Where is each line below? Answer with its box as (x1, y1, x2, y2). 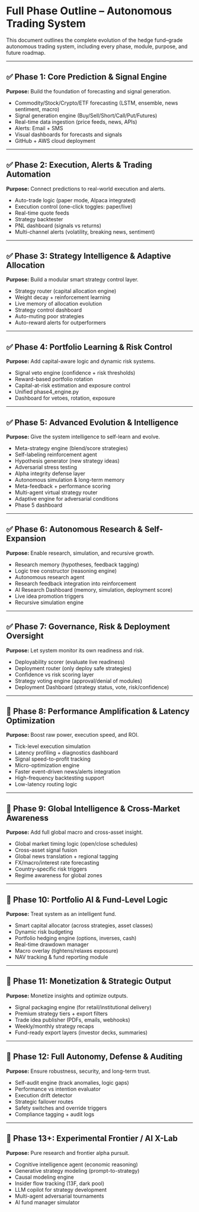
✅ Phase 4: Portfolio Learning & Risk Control (6, 342, 173, 352)
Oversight (6, 631, 44, 641)
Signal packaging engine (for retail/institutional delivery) (14, 1003, 152, 1010)
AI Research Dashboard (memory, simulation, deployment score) (14, 586, 173, 593)
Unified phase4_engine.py (14, 388, 79, 395)
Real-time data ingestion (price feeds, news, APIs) (14, 118, 137, 125)
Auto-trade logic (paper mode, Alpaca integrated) (14, 196, 136, 203)
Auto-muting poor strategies (14, 313, 85, 320)
